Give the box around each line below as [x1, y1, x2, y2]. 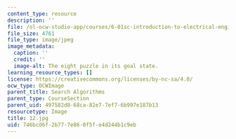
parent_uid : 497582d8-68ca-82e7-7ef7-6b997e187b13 [7, 102, 159, 109]
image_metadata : [7, 43, 55, 50]
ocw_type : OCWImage [7, 82, 65, 89]
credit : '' [13, 56, 46, 63]
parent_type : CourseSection [7, 95, 90, 102]
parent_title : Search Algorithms [7, 88, 105, 95]
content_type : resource [7, 10, 77, 18]
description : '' [7, 17, 55, 24]
